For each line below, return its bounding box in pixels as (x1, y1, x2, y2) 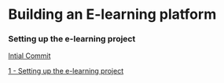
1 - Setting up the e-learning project (8, 67, 124, 76)
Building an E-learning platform (8, 5, 217, 23)
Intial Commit (8, 51, 51, 60)
